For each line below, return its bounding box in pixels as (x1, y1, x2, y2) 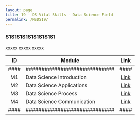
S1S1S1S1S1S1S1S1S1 (5, 33, 56, 40)
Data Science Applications (25, 82, 88, 89)
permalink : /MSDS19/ (5, 17, 49, 22)
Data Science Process (25, 90, 78, 97)
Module (61, 56, 79, 64)
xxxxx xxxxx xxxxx (5, 45, 44, 51)
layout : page (5, 7, 33, 13)
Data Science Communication (25, 98, 96, 105)
